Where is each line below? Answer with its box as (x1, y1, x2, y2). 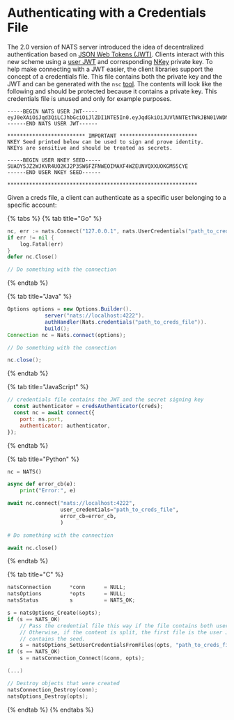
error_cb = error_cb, (60, 512, 117, 519)
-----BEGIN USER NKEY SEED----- (7, 157, 101, 164)
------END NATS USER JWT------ (7, 120, 98, 127)
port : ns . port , (19, 416, 64, 423)
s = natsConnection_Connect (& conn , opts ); (19, 655, 145, 662)
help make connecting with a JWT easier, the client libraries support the (7, 65, 214, 73)
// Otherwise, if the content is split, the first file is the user (19, 629, 223, 636)
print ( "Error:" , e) (19, 487, 77, 494)
